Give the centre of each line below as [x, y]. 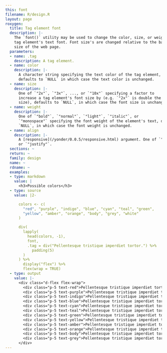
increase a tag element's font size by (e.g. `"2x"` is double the [90, 98]
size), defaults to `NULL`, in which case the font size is [82, 103]
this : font [16, 10]
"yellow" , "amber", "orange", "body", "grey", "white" [81, 213]
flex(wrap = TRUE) [42, 269]
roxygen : [14, 24]
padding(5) [43, 250]
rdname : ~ [20, 168]
